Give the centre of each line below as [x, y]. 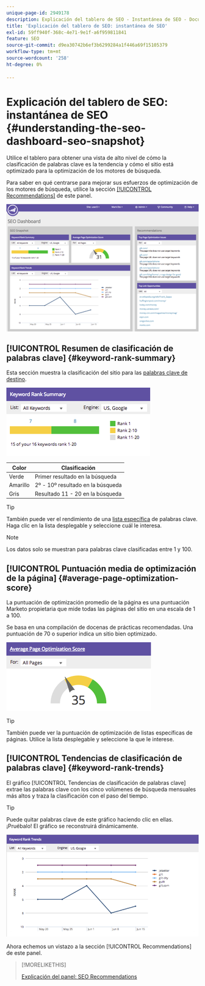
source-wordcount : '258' [38, 58]
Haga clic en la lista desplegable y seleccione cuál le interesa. [84, 525]
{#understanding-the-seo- [76, 128]
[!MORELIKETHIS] [44, 965]
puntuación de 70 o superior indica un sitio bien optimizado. [82, 634]
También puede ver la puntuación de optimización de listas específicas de [99, 733]
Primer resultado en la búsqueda [76, 476]
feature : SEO [23, 39]
